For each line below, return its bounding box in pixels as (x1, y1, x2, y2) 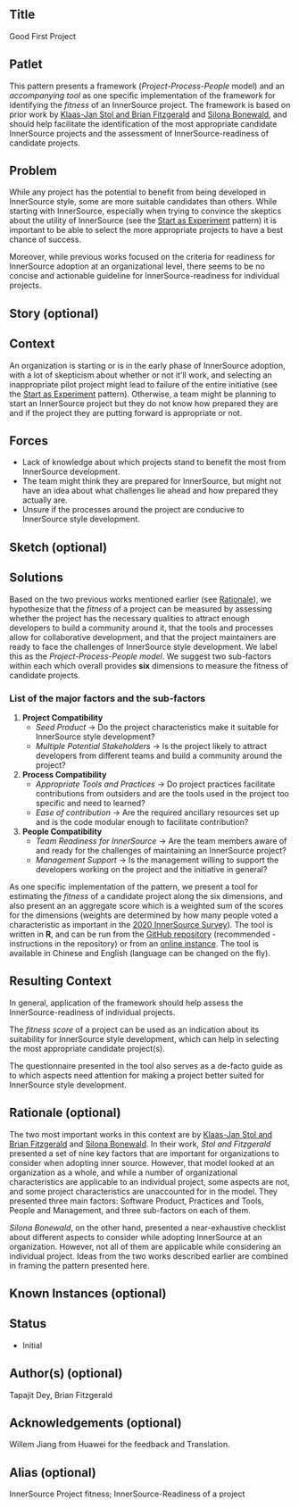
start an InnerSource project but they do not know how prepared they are (9, 397, 278, 409)
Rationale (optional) (9, 1105, 122, 1121)
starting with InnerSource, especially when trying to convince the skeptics (9, 205, 282, 217)
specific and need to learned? (35, 797, 145, 808)
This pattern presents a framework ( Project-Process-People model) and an (9, 80, 286, 91)
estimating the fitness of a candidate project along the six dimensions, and (9, 890, 284, 901)
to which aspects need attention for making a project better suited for (9, 1070, 265, 1080)
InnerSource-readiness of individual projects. (9, 1006, 176, 1017)
